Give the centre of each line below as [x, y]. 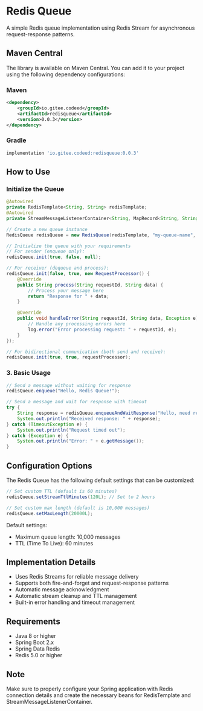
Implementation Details [51, 562]
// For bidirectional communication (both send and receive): [86, 352]
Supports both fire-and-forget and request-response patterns [92, 583]
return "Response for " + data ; [69, 296]
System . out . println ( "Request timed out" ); [71, 430]
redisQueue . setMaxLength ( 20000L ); [50, 513]
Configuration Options [49, 466]
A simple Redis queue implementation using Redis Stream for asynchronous [101, 28]
